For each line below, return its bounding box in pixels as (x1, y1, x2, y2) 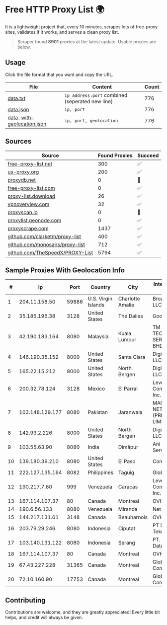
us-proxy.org (7, 168, 39, 175)
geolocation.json (7, 120, 47, 127)
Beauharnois (118, 514, 148, 521)
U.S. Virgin (87, 295, 113, 302)
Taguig (118, 469, 135, 476)
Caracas (118, 483, 138, 490)
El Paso (118, 458, 136, 465)
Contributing (5, 596, 46, 604)
